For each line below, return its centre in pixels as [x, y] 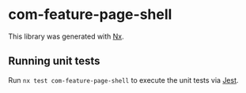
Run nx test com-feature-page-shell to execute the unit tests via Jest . [123, 80]
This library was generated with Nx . [66, 36]
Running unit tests [54, 61]
